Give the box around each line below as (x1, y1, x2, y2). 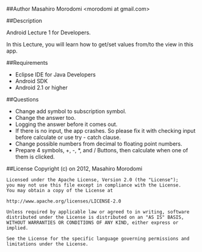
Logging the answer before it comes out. (15, 120, 118, 128)
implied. (6, 225, 29, 231)
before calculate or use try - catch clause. (15, 134, 121, 141)
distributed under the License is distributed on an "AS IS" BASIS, (6, 214, 184, 220)
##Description (6, 17, 43, 24)
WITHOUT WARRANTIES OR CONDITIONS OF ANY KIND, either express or (6, 220, 179, 226)
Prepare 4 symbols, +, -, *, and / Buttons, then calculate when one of (15, 147, 188, 154)
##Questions (6, 96, 39, 103)
